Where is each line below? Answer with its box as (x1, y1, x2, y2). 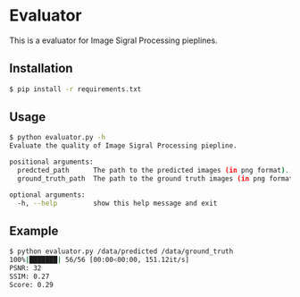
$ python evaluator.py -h (9, 133, 105, 142)
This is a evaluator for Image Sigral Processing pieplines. (9, 35, 218, 46)
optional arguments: (9, 190, 87, 199)
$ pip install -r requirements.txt (9, 84, 142, 94)
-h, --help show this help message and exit (17, 199, 218, 208)
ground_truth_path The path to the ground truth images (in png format (17, 174, 294, 183)
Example (9, 223, 59, 238)
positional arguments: (9, 157, 94, 166)
